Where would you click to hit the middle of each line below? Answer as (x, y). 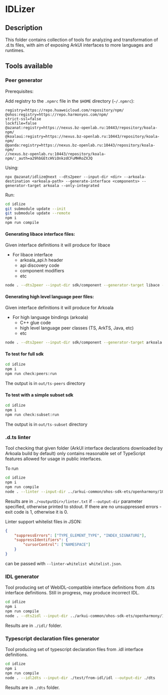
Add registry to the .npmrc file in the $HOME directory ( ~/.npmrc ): (70, 101)
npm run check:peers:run (31, 374)
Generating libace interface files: (40, 234)
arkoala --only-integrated (71, 186)
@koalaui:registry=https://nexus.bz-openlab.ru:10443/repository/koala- (82, 136)
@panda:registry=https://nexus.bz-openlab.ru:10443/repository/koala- (80, 145)
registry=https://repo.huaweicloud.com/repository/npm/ (64, 110)
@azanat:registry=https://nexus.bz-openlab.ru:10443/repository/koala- (81, 128)
